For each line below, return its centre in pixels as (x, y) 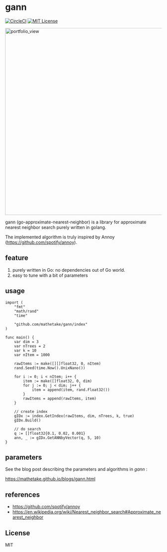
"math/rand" (26, 311)
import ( (14, 302)
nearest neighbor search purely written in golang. (56, 227)
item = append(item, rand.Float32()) (71, 390)
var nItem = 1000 (32, 355)
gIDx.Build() (28, 420)
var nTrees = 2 (30, 346)
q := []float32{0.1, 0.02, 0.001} (50, 433)
